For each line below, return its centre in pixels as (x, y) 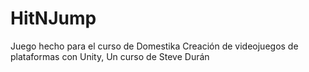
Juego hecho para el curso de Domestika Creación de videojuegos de (154, 46)
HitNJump (53, 18)
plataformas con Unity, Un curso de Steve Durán (110, 56)
